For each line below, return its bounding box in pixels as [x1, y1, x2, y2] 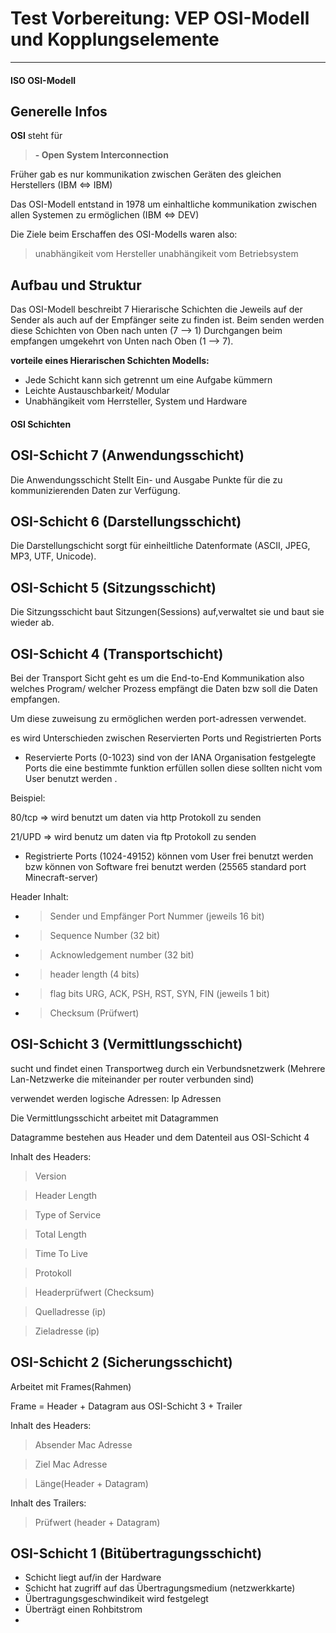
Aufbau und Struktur [10, 277, 142, 294]
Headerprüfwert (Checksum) [34, 1286, 155, 1298]
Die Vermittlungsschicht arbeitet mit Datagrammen [10, 1112, 219, 1124]
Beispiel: [10, 792, 46, 804]
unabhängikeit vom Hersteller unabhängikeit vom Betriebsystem [34, 248, 299, 260]
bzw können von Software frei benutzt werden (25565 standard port [24, 861, 307, 872]
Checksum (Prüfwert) [49, 1007, 140, 1019]
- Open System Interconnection [34, 149, 169, 161]
